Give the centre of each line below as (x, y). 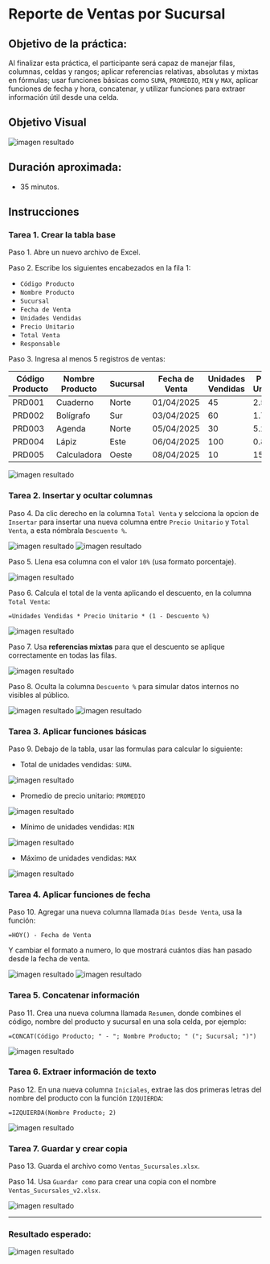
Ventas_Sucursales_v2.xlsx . (55, 1190)
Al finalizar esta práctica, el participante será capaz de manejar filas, (122, 63)
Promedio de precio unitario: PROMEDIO (82, 795)
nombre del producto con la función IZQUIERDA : (86, 1098)
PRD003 (29, 429)
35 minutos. (40, 187)
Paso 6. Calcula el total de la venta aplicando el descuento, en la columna (130, 593)
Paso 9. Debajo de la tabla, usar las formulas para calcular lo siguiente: (126, 749)
